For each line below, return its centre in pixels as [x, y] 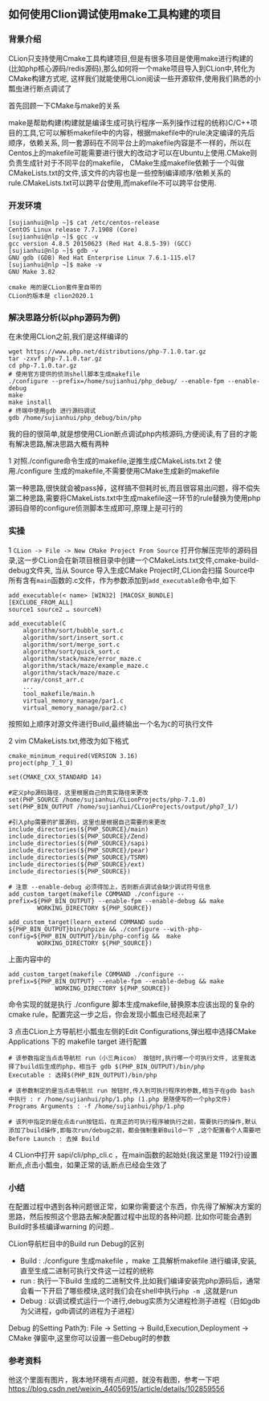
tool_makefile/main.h [59, 694]
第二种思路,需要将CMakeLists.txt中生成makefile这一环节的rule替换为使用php [134, 498]
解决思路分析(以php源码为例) [65, 317]
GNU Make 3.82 [32, 271]
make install [30, 403]
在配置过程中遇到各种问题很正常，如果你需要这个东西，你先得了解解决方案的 [135, 1206]
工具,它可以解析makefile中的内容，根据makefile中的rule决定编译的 [131, 132]
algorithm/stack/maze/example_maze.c [86, 666]
